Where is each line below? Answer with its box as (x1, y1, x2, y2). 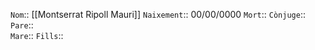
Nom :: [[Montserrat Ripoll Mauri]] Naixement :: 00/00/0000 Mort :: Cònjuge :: (10, 9, 306, 20)
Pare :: (10, 19, 34, 31)
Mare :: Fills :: (10, 30, 64, 41)
